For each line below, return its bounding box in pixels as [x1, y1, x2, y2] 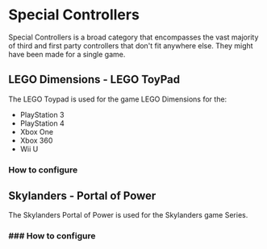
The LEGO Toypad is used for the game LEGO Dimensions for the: [8, 94, 227, 104]
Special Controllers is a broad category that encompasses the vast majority [8, 32, 259, 42]
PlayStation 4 [19, 118, 65, 128]
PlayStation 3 [19, 110, 65, 119]
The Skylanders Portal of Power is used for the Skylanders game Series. [8, 210, 248, 220]
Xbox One [19, 127, 54, 136]
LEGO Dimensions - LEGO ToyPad [8, 73, 180, 86]
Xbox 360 [19, 135, 53, 145]
